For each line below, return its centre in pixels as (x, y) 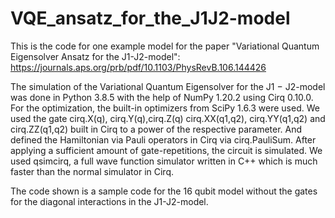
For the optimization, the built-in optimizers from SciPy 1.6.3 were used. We (165, 108)
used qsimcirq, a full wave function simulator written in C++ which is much (164, 161)
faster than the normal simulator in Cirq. (92, 171)
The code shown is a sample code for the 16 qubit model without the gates (164, 191)
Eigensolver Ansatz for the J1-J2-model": (95, 56)
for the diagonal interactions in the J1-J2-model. (109, 201)
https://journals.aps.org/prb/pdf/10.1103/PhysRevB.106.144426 (138, 67)
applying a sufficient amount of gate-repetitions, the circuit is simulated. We (166, 150)
